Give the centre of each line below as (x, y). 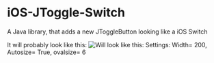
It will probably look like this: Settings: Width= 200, (107, 45)
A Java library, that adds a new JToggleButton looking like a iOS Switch (107, 32)
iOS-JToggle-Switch (66, 13)
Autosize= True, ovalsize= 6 (46, 52)
